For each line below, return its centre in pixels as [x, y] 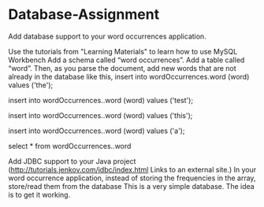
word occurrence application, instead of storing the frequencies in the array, [132, 178]
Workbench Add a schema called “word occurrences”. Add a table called [126, 60]
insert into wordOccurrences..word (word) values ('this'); [100, 115]
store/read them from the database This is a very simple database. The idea [131, 186]
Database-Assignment [84, 15]
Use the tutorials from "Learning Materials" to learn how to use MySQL [123, 51]
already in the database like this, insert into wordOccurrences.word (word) [129, 76]
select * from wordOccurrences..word [70, 146]
